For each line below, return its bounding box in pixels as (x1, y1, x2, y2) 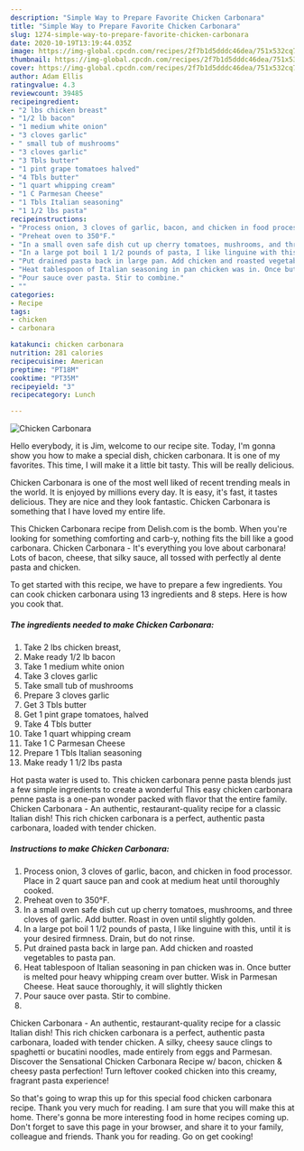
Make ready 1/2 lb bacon (23, 652, 115, 663)
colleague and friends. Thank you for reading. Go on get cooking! (10, 1131, 253, 1142)
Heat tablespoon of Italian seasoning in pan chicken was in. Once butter (23, 962, 291, 973)
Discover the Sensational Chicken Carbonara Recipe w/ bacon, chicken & (10, 1056, 282, 1067)
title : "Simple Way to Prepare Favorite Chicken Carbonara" (10, 22, 242, 31)
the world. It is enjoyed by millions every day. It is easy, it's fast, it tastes (10, 487, 278, 497)
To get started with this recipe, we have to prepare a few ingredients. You (10, 580, 283, 590)
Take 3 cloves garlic (23, 671, 98, 682)
